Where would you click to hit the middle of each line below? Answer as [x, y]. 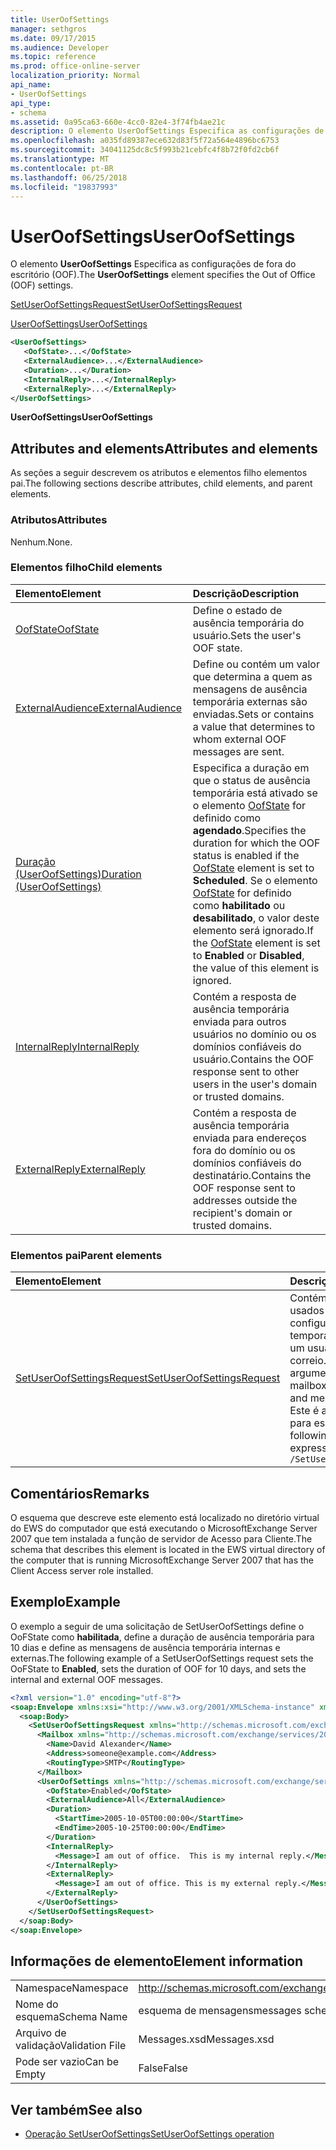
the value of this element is [256, 968]
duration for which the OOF [256, 843]
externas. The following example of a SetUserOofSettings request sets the [162, 1658]
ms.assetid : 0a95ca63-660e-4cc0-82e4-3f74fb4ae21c [118, 122]
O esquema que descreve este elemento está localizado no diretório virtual [165, 1517]
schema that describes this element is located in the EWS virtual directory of [168, 1549]
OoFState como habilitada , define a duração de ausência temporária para [162, 1637]
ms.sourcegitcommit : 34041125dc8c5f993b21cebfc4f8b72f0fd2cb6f [145, 150]
